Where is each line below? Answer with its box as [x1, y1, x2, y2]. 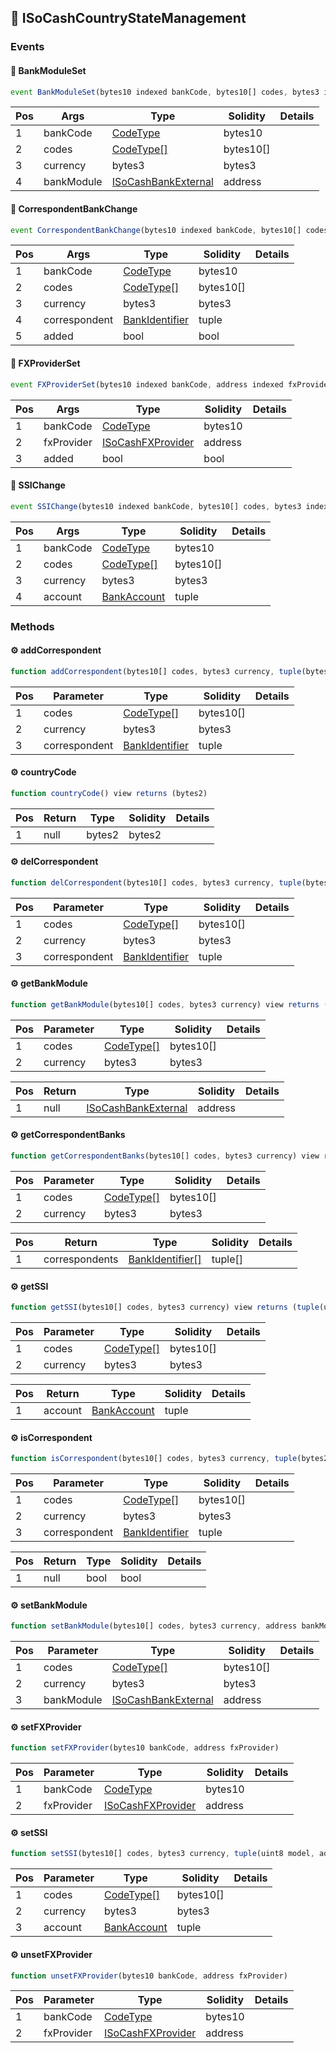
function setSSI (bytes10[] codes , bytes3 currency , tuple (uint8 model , [10, 1849, 315, 1859]
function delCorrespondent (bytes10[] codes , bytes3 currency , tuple [10, 877, 302, 888]
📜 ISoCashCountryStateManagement [10, 10, 247, 27]
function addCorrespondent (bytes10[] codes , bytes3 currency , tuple [10, 666, 302, 676]
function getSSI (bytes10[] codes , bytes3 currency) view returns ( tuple [10, 1302, 320, 1313]
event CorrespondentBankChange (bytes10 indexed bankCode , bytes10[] [10, 225, 302, 235]
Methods [10, 619, 55, 633]
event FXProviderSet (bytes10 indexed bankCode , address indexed [10, 379, 284, 390]
